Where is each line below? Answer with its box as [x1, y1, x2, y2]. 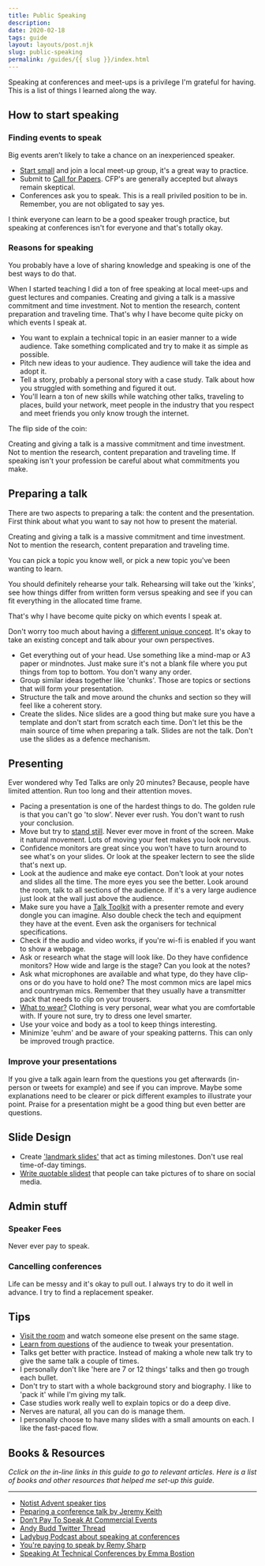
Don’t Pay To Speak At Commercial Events [19, 1515, 158, 1525]
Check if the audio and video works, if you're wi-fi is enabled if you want [19, 936, 256, 945]
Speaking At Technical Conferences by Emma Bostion [19, 1549, 195, 1558]
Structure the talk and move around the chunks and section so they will [19, 692, 251, 701]
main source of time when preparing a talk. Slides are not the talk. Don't [19, 726, 254, 735]
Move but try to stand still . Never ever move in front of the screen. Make [19, 827, 254, 836]
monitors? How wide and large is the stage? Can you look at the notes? [19, 961, 251, 971]
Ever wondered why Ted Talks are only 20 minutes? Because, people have [8, 778, 250, 787]
